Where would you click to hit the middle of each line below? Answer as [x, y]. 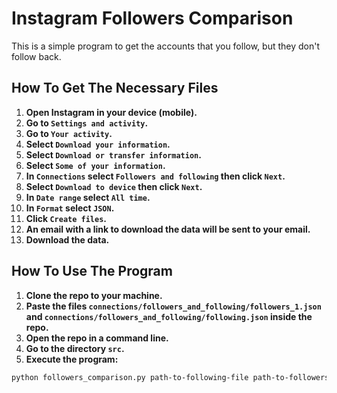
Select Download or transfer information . [113, 154]
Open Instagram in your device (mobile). [111, 112]
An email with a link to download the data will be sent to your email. [168, 229]
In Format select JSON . [70, 208]
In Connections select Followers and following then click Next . [155, 176]
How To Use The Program [92, 271]
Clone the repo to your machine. [94, 295]
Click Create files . [66, 218]
